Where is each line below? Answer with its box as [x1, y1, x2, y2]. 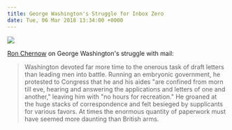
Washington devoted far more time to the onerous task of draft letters [24, 62, 225, 71]
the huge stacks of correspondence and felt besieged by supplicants [24, 99, 224, 108]
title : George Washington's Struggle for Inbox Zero [7, 10, 164, 17]
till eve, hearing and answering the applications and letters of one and [24, 85, 226, 93]
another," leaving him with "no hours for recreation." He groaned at [24, 92, 217, 101]
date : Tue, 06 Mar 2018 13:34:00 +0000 [7, 17, 124, 24]
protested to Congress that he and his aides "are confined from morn [24, 78, 224, 86]
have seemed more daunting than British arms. [24, 115, 159, 123]
